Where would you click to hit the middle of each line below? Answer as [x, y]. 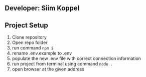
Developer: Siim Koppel [42, 8]
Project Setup [27, 25]
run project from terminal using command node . [62, 64]
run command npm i [33, 48]
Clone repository [29, 37]
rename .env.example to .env [42, 53]
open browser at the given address [48, 69]
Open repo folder [30, 42]
